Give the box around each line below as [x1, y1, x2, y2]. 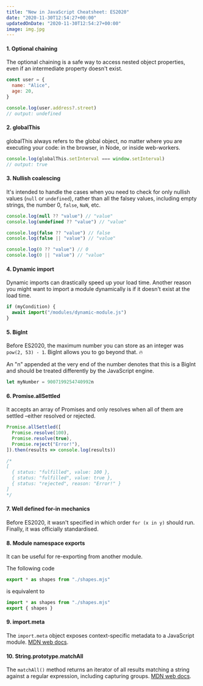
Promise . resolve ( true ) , [12, 435, 72, 441]
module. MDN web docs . [6, 638, 69, 646]
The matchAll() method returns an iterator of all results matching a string [6, 666, 190, 673]
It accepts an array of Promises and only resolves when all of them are [6, 406, 184, 413]
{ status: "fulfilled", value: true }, [12, 475, 113, 481]
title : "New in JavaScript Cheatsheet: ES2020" [6, 9, 130, 15]
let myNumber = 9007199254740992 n [6, 379, 94, 385]
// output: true [6, 161, 48, 168]
